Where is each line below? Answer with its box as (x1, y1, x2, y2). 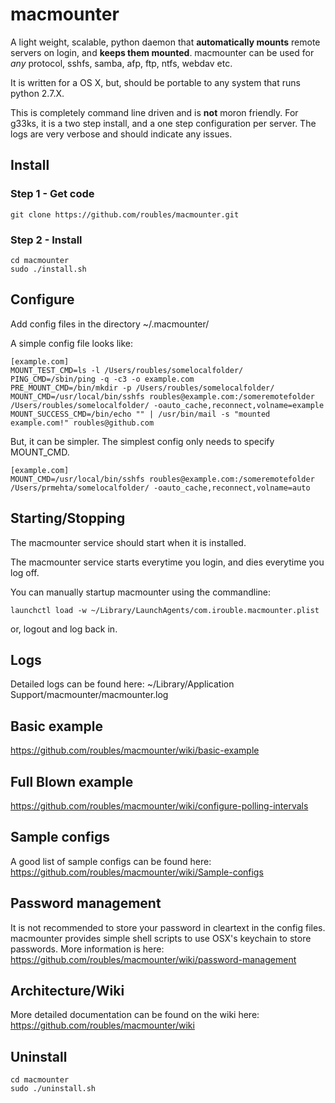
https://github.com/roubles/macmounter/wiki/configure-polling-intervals (10, 799, 309, 812)
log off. (10, 566, 40, 578)
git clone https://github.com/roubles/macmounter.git (10, 209, 240, 220)
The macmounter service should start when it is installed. (10, 536, 247, 548)
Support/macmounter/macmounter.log (10, 689, 169, 701)
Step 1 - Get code (10, 187, 95, 201)
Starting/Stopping (10, 510, 126, 527)
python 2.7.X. (10, 87, 65, 99)
